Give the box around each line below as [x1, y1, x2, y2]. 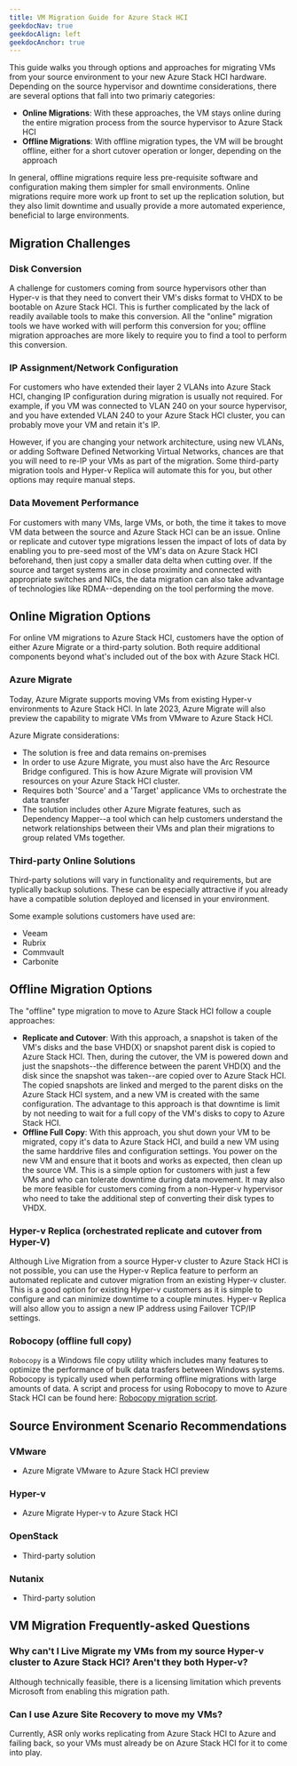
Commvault [21, 946, 65, 957]
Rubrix [21, 937, 47, 948]
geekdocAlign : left [9, 29, 82, 38]
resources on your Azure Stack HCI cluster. [21, 775, 181, 786]
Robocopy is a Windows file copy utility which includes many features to [9, 1355, 269, 1366]
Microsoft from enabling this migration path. [9, 1686, 170, 1697]
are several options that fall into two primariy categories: [9, 91, 215, 101]
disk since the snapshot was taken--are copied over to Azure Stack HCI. [21, 1070, 286, 1080]
